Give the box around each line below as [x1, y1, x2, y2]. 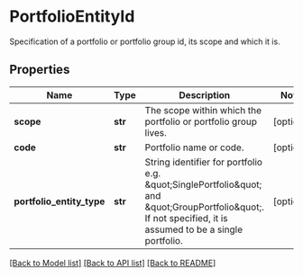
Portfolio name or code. [144, 141, 244, 154]
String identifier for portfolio [144, 156, 263, 168]
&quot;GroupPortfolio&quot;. [144, 201, 264, 213]
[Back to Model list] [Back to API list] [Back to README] [9, 257, 216, 268]
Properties [9, 62, 70, 77]
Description [179, 88, 231, 101]
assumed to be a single [144, 223, 243, 236]
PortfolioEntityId [9, 6, 135, 27]
